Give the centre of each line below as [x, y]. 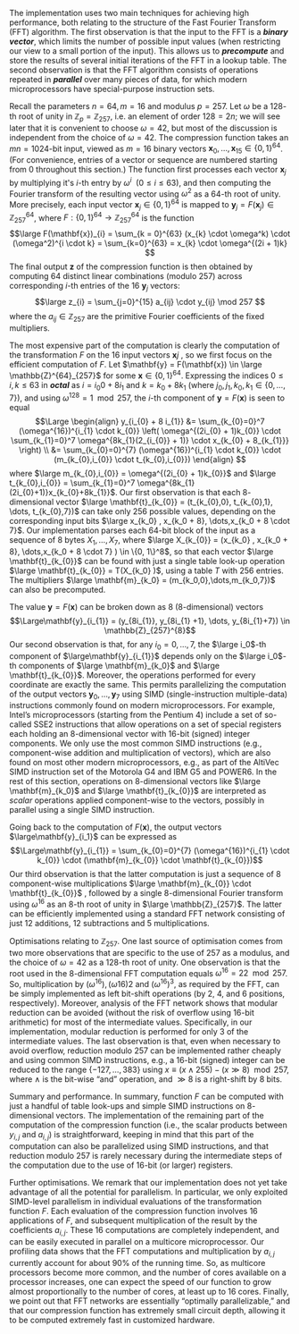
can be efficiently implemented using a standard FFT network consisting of [147, 914]
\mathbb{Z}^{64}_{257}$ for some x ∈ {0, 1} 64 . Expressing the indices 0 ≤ [146, 375]
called [21, 724]
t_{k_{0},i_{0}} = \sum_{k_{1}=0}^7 [72, 483]
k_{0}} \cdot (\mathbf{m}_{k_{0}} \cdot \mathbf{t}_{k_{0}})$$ [150, 860]
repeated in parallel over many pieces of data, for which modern [129, 79]
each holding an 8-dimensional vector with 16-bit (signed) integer [130, 734]
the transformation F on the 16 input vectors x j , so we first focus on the [141, 355]
